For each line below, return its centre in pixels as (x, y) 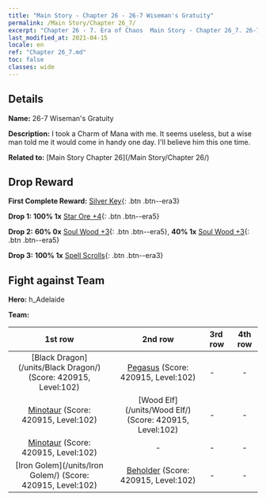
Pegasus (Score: (158, 367)
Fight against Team (57, 281)
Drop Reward (41, 182)
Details (26, 99)
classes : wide (32, 67)
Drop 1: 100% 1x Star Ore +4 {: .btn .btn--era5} (84, 216)
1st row (59, 340)
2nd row (158, 340)
